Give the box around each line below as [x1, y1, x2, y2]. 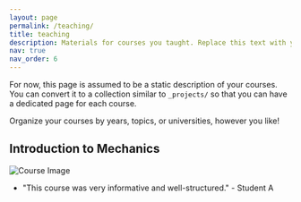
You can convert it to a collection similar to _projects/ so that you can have [9, 88, 288, 99]
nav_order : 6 [9, 55, 58, 63]
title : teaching [9, 29, 70, 38]
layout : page [9, 13, 58, 22]
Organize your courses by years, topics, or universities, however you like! [9, 115, 280, 126]
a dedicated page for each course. [9, 98, 137, 108]
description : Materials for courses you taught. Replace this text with [9, 38, 287, 47]
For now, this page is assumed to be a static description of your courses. [9, 80, 278, 89]
